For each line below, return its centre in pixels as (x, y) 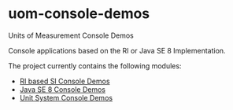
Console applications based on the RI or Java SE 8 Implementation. (117, 50)
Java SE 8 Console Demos (63, 89)
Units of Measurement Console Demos (71, 35)
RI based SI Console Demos (65, 81)
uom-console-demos (79, 14)
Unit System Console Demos (66, 97)
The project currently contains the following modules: (95, 66)
